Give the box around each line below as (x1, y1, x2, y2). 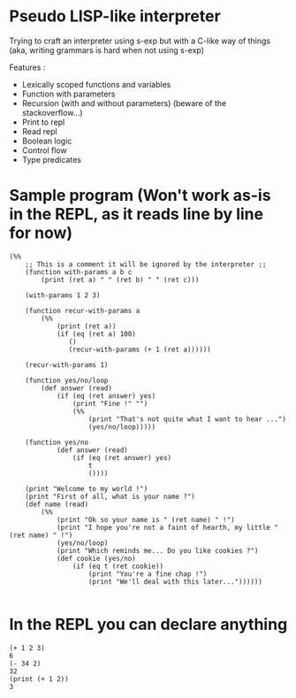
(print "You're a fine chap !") (87, 569, 208, 579)
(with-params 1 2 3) (25, 290, 101, 300)
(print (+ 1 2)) (9, 674, 69, 683)
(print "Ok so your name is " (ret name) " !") (56, 515, 236, 524)
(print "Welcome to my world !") (25, 484, 148, 493)
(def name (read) (25, 500, 89, 509)
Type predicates (21, 154, 82, 165)
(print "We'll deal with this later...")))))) (87, 577, 263, 586)
